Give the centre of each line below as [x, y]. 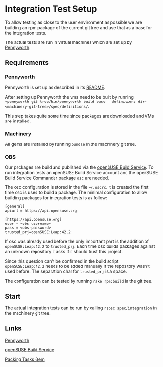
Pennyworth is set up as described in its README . [55, 87]
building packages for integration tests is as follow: [56, 198]
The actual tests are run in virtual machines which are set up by [69, 42]
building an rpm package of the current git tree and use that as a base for [79, 27]
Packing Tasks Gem [25, 359]
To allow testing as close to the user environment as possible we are [73, 22]
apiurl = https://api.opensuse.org [41, 211]
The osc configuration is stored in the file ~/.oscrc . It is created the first [77, 187]
